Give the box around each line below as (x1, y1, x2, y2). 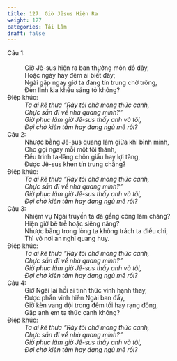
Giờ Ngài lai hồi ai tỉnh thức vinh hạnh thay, (24, 286, 148, 295)
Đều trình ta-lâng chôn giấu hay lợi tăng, (24, 153, 141, 161)
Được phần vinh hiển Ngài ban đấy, (24, 294, 125, 302)
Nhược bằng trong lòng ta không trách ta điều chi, (24, 227, 169, 235)
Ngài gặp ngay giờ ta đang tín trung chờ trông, (24, 78, 158, 87)
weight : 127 (7, 17, 42, 24)
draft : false (7, 29, 45, 37)
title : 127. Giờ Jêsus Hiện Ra (7, 10, 98, 17)
